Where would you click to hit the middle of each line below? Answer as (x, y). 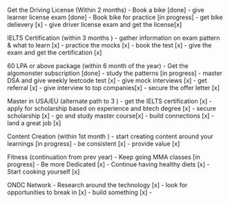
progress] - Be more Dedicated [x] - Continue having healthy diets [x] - (108, 164)
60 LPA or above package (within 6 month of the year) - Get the (98, 66)
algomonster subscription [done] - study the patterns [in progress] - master (115, 73)
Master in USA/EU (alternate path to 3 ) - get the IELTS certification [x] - (109, 101)
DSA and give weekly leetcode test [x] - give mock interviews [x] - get (107, 81)
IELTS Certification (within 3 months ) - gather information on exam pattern (114, 38)
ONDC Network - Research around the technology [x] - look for (97, 185)
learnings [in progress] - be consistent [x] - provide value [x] (94, 143)
